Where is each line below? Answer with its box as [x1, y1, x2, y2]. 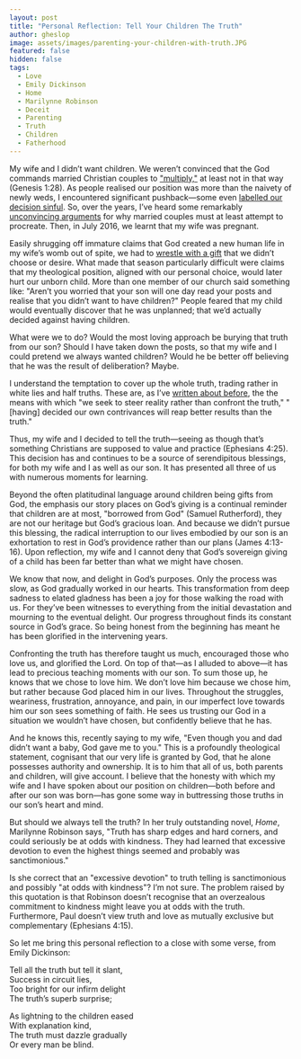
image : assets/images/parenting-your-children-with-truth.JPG [9, 38, 247, 48]
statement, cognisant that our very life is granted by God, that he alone [9, 752, 271, 762]
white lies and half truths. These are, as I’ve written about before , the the [9, 387, 279, 398]
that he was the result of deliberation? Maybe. [9, 360, 180, 371]
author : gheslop [9, 30, 70, 39]
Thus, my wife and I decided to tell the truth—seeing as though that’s [9, 433, 264, 444]
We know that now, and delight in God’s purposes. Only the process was [9, 573, 278, 584]
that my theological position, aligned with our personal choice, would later [9, 266, 283, 277]
